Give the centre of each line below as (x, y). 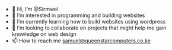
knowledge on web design (44, 34)
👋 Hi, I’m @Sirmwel (35, 9)
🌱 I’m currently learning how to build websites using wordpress (89, 21)
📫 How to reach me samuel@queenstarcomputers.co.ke (81, 41)
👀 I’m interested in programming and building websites (78, 15)
